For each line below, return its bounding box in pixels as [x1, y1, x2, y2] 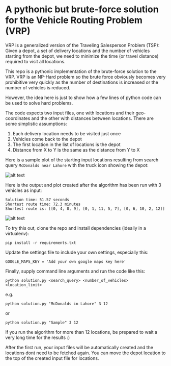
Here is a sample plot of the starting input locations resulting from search [5, 157, 159, 163]
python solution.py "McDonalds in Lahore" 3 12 [5, 301, 108, 306]
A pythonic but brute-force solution [5, 4, 159, 15]
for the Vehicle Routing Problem [5, 14, 142, 26]
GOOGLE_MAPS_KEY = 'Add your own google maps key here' [5, 259, 126, 264]
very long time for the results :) [5, 334, 70, 340]
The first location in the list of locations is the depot [12, 141, 121, 148]
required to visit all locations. [5, 58, 66, 64]
